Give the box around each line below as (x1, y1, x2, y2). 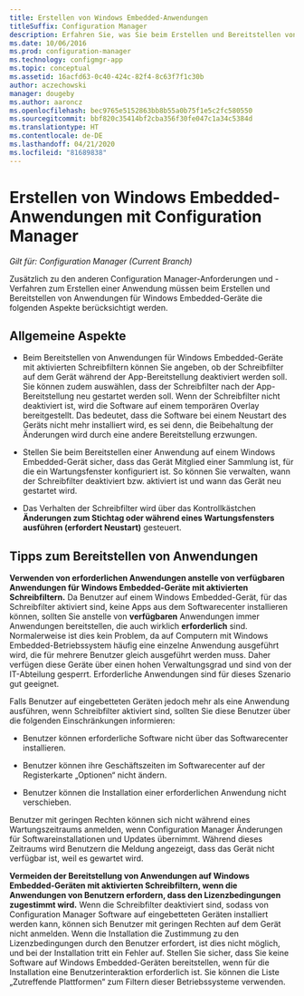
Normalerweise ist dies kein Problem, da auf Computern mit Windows (9, 631, 269, 642)
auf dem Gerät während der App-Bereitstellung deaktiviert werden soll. (22, 372, 288, 382)
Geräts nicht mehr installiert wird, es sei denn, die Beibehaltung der (22, 420, 274, 430)
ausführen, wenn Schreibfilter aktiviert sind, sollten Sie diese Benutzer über (9, 706, 291, 717)
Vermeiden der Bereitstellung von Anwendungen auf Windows (9, 871, 251, 882)
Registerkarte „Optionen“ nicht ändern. (22, 769, 167, 780)
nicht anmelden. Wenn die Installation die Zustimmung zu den (9, 928, 240, 939)
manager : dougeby (9, 89, 75, 98)
